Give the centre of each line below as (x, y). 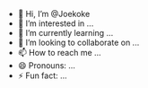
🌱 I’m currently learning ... (65, 33)
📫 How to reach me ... (59, 53)
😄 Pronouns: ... (47, 66)
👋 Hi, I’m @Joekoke (54, 14)
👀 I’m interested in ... (56, 23)
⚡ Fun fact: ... (42, 75)
